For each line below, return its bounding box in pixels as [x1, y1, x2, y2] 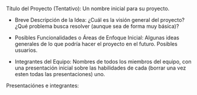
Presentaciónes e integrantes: [6, 82, 79, 89]
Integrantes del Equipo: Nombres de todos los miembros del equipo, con [14, 58, 192, 65]
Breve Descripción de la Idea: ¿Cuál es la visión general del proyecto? [14, 17, 185, 23]
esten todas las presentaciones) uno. [14, 71, 105, 77]
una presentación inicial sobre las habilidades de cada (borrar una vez [14, 64, 186, 71]
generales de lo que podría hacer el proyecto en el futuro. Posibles [14, 41, 177, 47]
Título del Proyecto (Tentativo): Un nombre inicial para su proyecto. [6, 5, 170, 12]
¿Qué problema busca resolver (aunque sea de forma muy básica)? [14, 23, 179, 30]
